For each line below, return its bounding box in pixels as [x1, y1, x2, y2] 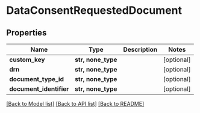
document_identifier [9, 85, 69, 93]
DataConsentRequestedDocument [6, 4, 183, 17]
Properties [6, 28, 47, 38]
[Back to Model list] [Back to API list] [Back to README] [6, 100, 145, 107]
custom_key [9, 55, 45, 64]
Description [123, 46, 158, 53]
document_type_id [9, 75, 64, 83]
